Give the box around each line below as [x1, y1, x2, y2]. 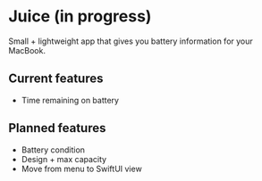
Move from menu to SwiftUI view [21, 163, 142, 174]
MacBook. [8, 45, 46, 55]
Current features [8, 71, 104, 86]
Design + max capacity [21, 153, 107, 164]
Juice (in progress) [8, 6, 152, 27]
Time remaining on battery [21, 95, 120, 105]
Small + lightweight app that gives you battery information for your [8, 36, 254, 46]
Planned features [8, 120, 106, 136]
